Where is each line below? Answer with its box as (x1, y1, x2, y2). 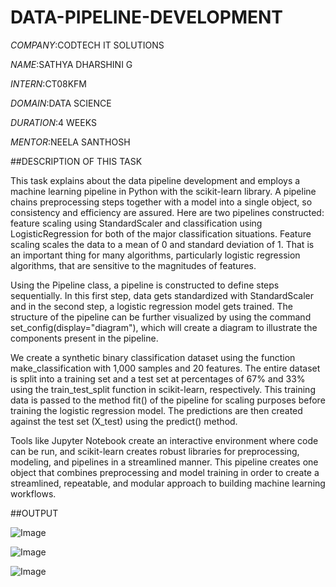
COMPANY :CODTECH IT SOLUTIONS (10, 39, 165, 51)
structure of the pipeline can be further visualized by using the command (10, 311, 312, 323)
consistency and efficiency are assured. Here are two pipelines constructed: (10, 206, 325, 218)
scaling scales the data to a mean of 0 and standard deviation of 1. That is (10, 238, 315, 250)
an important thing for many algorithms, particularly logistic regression (10, 249, 301, 261)
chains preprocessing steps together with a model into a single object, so (10, 196, 313, 208)
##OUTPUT (10, 507, 59, 519)
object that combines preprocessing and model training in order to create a (10, 466, 320, 478)
